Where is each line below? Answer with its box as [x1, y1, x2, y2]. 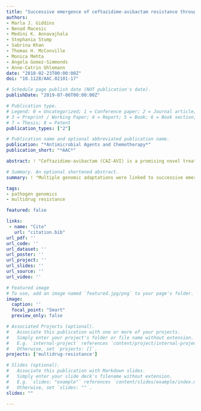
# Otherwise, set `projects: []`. [6, 346, 98, 352]
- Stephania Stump [6, 37, 52, 43]
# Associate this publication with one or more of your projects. [6, 329, 181, 335]
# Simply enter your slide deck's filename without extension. [6, 373, 172, 379]
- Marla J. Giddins [6, 20, 55, 26]
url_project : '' [6, 257, 47, 263]
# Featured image [6, 284, 50, 291]
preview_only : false [11, 313, 63, 319]
